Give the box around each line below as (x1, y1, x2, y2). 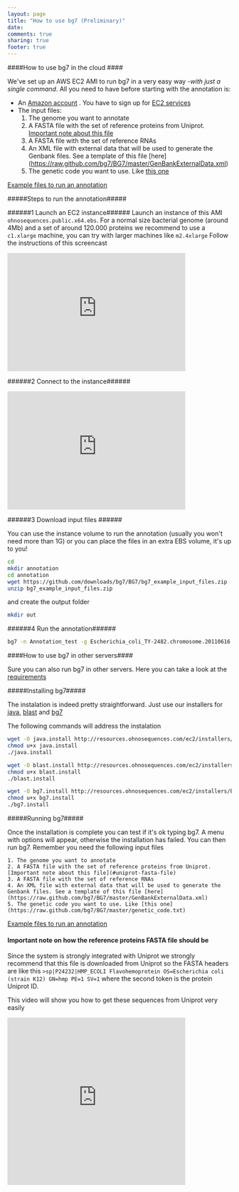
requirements (7, 673, 47, 681)
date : (7, 24, 23, 31)
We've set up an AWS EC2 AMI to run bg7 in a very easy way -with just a (7, 77, 221, 86)
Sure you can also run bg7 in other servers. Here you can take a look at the (7, 665, 228, 673)
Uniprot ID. (7, 982, 39, 991)
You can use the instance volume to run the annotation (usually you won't (7, 529, 223, 538)
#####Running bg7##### (7, 814, 84, 822)
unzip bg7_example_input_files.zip (7, 585, 113, 592)
